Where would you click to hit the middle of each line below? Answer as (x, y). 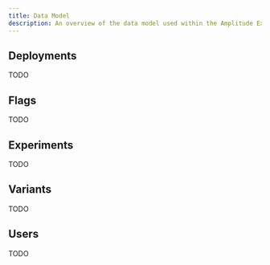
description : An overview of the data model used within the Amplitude (131, 23)
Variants (30, 190)
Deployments (43, 56)
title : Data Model (39, 16)
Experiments (41, 145)
